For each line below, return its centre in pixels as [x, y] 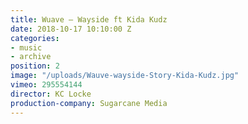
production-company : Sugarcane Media [89, 103]
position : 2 [35, 66]
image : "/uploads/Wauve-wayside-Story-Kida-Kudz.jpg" [125, 76]
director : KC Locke [51, 94]
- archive [31, 57]
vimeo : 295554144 [46, 85]
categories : [35, 38]
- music [26, 47]
